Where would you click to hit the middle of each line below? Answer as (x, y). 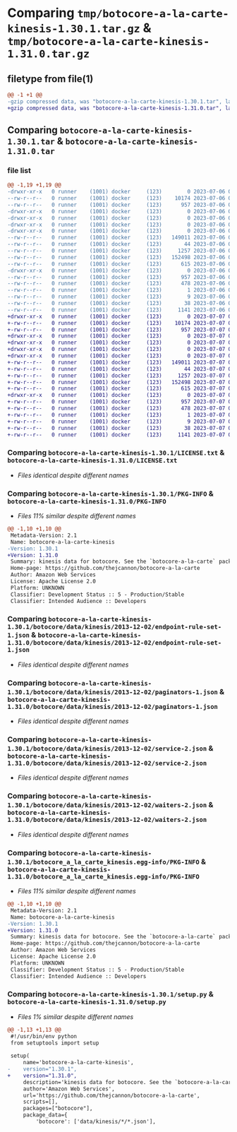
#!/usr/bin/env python (44, 1036)
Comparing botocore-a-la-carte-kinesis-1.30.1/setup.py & (110, 994)
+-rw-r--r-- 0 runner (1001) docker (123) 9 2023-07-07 (116, 422)
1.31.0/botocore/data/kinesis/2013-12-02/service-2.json (107, 763)
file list (19, 170)
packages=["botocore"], (58, 1109)
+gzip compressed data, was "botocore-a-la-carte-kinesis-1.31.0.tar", (115, 108)
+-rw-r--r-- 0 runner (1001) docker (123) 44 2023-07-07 (116, 369)
